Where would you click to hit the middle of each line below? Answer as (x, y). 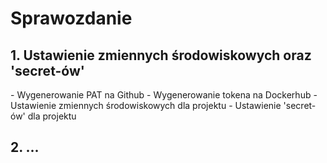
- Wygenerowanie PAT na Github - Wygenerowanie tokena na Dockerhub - (164, 95)
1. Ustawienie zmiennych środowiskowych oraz (161, 55)
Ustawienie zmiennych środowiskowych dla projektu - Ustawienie (146, 105)
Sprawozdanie (71, 18)
